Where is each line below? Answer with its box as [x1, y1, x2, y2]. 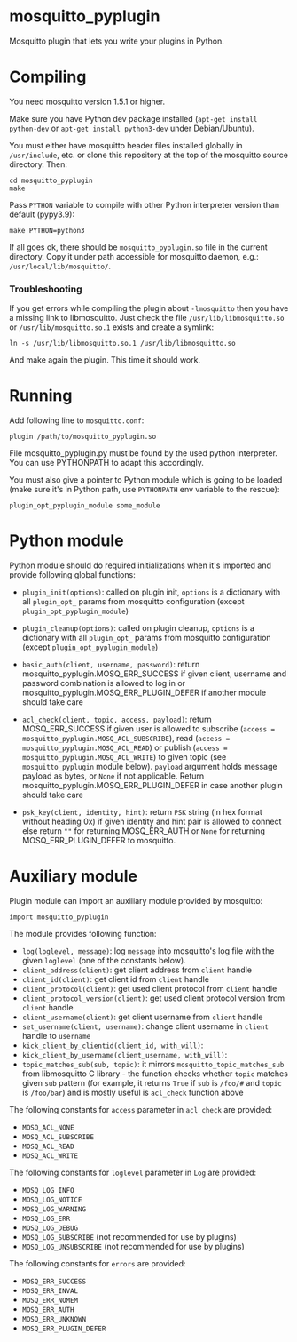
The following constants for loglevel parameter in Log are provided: [9, 1167, 257, 1178]
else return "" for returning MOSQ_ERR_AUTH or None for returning [21, 826, 266, 836]
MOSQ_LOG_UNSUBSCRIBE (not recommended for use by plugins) [21, 1241, 246, 1251]
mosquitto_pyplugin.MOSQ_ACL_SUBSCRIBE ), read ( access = [21, 733, 231, 744]
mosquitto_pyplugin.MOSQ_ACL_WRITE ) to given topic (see [21, 752, 227, 763]
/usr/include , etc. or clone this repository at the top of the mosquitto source [9, 149, 288, 160]
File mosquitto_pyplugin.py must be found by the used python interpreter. [9, 448, 277, 459]
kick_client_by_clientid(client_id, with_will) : [21, 1040, 204, 1050]
